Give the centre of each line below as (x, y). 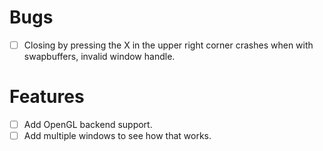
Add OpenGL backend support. (88, 124)
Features (47, 97)
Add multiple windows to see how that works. (117, 135)
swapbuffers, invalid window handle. (99, 56)
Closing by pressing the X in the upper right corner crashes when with (168, 45)
